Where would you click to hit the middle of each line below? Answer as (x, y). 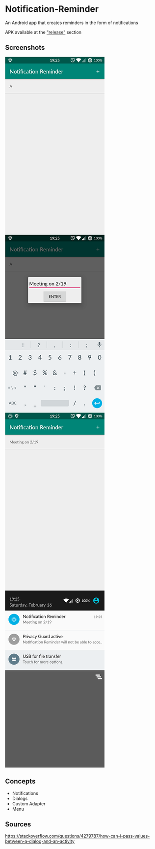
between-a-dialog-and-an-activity (40, 841)
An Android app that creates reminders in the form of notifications (72, 23)
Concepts (20, 781)
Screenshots (25, 48)
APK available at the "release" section (43, 32)
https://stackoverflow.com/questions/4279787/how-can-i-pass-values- (77, 836)
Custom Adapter (29, 804)
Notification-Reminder (52, 9)
